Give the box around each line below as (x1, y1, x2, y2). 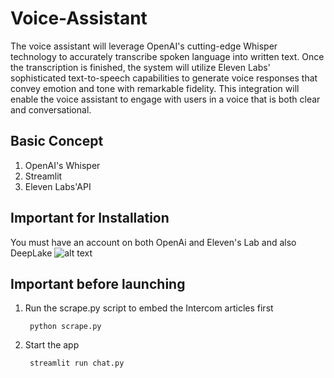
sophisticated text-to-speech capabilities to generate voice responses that (10, 72, 318, 84)
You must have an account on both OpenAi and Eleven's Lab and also (10, 236, 297, 248)
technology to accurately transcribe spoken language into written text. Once (10, 50, 325, 62)
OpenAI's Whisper (24, 159, 101, 171)
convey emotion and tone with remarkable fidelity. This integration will (10, 82, 300, 94)
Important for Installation (10, 210, 170, 227)
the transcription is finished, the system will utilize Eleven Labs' (10, 61, 271, 73)
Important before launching (10, 275, 186, 292)
